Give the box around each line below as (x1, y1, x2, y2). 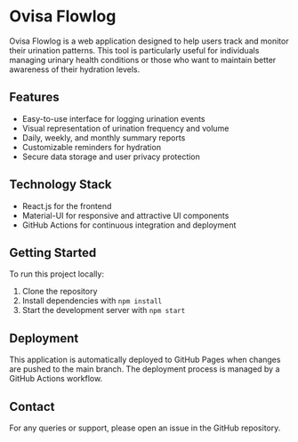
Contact (9, 398, 55, 414)
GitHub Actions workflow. (9, 374, 103, 384)
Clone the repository (21, 286, 98, 297)
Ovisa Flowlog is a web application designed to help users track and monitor (9, 36, 289, 46)
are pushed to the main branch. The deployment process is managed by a (9, 364, 280, 374)
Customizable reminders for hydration (21, 141, 162, 152)
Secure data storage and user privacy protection (21, 151, 200, 162)
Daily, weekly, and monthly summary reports (21, 132, 186, 143)
